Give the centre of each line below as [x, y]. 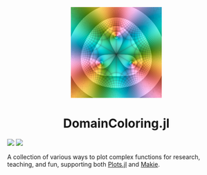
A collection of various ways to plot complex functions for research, [104, 157]
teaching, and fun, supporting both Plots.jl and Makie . [84, 164]
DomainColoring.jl [116, 123]
